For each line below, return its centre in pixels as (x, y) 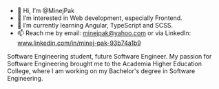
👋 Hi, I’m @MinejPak (45, 11)
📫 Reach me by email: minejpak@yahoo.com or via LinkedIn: (104, 33)
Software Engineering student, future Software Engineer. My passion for (109, 56)
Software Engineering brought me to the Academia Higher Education (104, 63)
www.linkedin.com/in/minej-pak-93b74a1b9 (79, 43)
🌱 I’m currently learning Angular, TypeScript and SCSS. (95, 25)
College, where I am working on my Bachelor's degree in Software (101, 71)
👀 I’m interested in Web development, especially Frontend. (100, 18)
